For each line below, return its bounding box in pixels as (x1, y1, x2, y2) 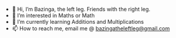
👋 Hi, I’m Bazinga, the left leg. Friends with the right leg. (11, 6, 151, 12)
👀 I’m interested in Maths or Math (11, 12, 95, 19)
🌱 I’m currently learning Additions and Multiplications (11, 18, 144, 25)
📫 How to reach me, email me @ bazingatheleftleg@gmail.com (11, 25, 171, 32)
